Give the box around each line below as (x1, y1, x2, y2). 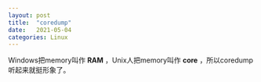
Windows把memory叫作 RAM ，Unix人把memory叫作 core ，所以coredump (8, 55, 253, 65)
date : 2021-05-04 (8, 26, 72, 34)
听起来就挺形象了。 (8, 66, 71, 75)
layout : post (8, 11, 51, 20)
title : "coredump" (8, 19, 72, 27)
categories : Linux (8, 33, 68, 41)
